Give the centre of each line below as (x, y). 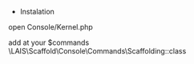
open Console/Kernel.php (51, 27)
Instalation (37, 12)
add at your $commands (49, 42)
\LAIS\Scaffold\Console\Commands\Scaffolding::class (97, 51)
